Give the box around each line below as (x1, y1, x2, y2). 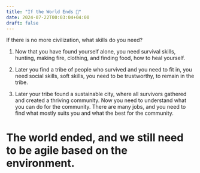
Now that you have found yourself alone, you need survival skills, (14, 48, 176, 55)
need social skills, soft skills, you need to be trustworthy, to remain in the (14, 73, 195, 80)
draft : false (6, 20, 39, 26)
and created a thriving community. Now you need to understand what (14, 97, 187, 104)
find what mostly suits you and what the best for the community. (14, 109, 174, 117)
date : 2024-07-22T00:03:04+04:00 (6, 14, 90, 20)
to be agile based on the (6, 144, 128, 157)
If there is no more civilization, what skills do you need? (6, 37, 143, 44)
